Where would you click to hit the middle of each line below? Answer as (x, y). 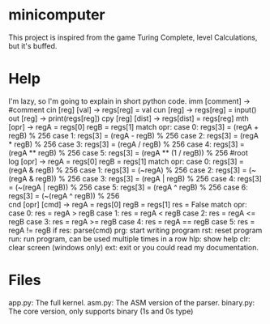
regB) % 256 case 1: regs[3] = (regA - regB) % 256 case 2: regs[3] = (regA (134, 135)
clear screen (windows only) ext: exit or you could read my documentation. (134, 247)
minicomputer (57, 15)
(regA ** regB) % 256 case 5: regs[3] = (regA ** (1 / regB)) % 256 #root (129, 152)
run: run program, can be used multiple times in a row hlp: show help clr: (130, 239)
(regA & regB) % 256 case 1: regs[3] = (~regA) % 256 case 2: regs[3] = (128, 170)
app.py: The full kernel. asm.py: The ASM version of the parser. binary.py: (132, 302)
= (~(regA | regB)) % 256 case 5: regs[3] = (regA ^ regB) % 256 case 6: (129, 187)
